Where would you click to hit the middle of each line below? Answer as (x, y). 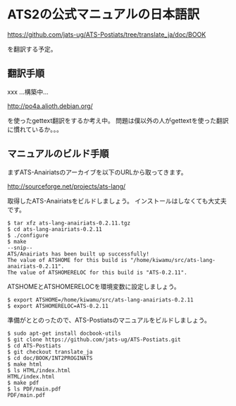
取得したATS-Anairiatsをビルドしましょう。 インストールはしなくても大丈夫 (117, 201)
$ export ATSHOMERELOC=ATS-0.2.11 (58, 306)
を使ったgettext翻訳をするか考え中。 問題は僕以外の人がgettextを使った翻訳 (118, 120)
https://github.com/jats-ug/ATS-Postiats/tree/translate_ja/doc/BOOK (107, 34)
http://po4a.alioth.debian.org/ (50, 106)
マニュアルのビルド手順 (58, 154)
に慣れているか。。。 (35, 129)
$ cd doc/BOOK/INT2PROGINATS (50, 358)
